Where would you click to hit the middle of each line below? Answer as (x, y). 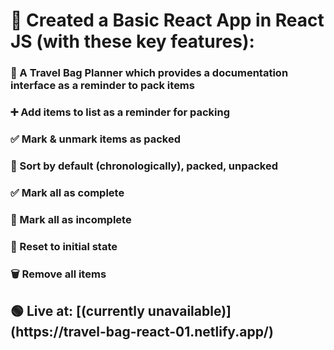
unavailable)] (189, 310)
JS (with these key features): (132, 41)
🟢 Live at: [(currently (77, 310)
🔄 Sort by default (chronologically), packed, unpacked (144, 166)
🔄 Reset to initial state (64, 246)
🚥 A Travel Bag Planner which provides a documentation (149, 73)
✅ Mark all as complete (67, 192)
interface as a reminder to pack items (102, 86)
